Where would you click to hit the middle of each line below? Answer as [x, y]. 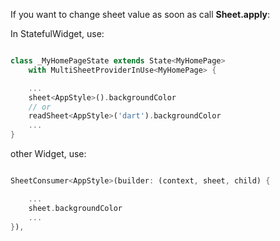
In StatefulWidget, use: [57, 33]
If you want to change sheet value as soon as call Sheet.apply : [140, 14]
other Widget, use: [48, 153]
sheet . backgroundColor [75, 208]
